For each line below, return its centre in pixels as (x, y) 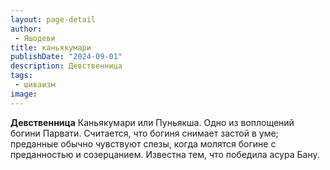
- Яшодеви (35, 38)
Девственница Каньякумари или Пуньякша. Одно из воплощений (152, 122)
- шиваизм (35, 85)
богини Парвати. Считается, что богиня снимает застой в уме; (144, 133)
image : (24, 94)
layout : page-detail (53, 19)
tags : (21, 76)
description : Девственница (66, 66)
